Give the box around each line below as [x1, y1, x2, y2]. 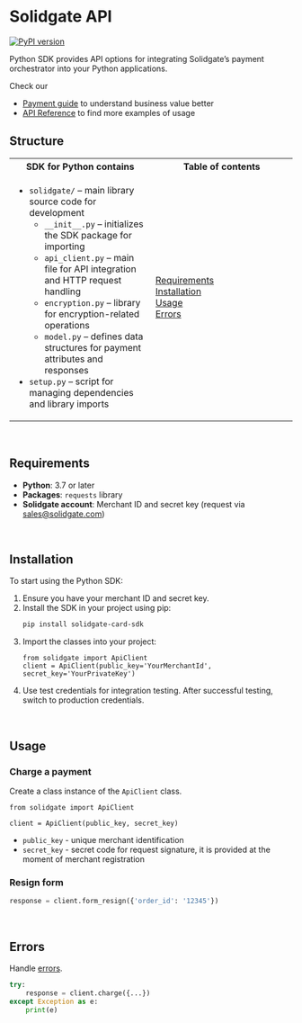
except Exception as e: [9, 997, 99, 1006]
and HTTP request [44, 274, 122, 286]
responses [44, 363, 89, 376]
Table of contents [182, 160, 261, 173]
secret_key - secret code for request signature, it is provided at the [22, 844, 271, 855]
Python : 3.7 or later [22, 480, 95, 490]
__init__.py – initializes [44, 218, 144, 230]
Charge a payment [9, 765, 92, 777]
